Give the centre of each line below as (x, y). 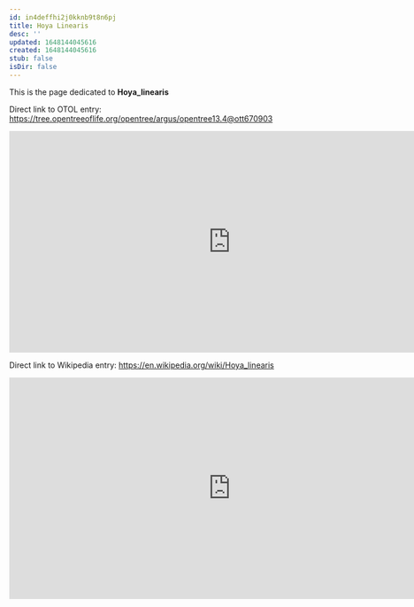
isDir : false (33, 67)
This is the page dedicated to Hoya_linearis (89, 92)
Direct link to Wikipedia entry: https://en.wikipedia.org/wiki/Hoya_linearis (142, 365)
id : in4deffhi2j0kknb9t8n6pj (63, 17)
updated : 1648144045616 (53, 42)
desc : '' (25, 34)
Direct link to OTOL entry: (55, 109)
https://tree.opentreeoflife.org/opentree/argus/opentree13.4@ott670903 (141, 118)
